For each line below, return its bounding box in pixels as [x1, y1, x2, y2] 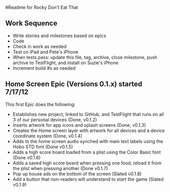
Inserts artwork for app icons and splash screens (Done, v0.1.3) [12, 122, 147, 128]
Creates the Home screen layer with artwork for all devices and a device [12, 127, 165, 133]
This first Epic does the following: [5, 101, 76, 107]
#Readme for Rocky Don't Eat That [5, 5, 78, 10]
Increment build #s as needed [12, 65, 76, 71]
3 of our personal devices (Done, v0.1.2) [12, 117, 97, 123]
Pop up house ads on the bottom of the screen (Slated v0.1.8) [12, 171, 142, 177]
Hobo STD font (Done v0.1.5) [12, 144, 73, 150]
